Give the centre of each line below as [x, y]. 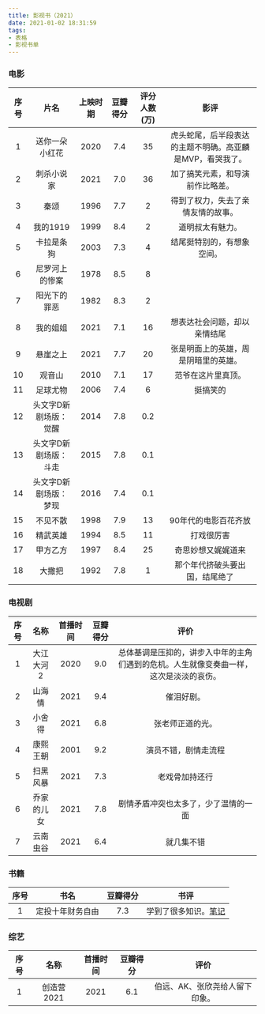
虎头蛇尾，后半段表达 [210, 135]
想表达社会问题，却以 [210, 322]
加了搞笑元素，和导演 [210, 174]
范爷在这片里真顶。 [210, 375]
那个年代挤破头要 [206, 565]
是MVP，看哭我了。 [210, 159]
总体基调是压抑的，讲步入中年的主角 [185, 652]
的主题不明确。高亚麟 [210, 147]
